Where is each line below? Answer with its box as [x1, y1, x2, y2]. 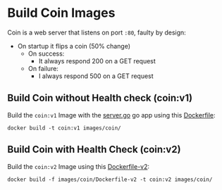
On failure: [27, 64, 58, 72]
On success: [27, 49, 65, 58]
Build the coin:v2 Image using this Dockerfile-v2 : [7, 162, 150, 170]
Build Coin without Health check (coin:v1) [7, 92, 192, 104]
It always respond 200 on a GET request [38, 56, 156, 65]
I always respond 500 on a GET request [38, 72, 154, 80]
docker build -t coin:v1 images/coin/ [7, 125, 121, 132]
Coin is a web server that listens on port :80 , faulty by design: [7, 28, 187, 37]
